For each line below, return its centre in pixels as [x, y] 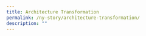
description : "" [27, 23]
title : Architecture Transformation [53, 12]
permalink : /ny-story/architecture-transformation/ [73, 18]
